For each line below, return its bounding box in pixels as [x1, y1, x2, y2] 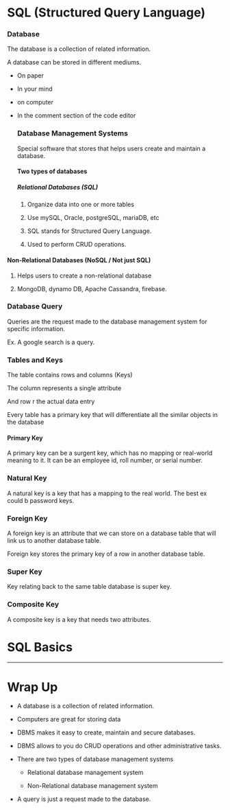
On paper [16, 71, 44, 80]
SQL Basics [7, 639, 73, 655]
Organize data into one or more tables [27, 201, 135, 209]
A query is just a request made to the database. [16, 795, 151, 803]
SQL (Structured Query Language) [7, 5, 206, 21]
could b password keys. [7, 496, 75, 504]
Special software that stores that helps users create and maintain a [16, 144, 206, 153]
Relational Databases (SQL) [16, 183, 98, 191]
